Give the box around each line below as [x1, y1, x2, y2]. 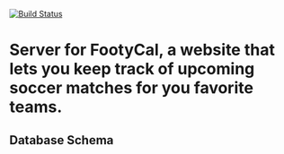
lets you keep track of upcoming [9, 59, 255, 80]
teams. [9, 97, 63, 117]
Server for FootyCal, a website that [9, 40, 276, 60]
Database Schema [9, 133, 114, 148]
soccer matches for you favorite [9, 78, 254, 98]
